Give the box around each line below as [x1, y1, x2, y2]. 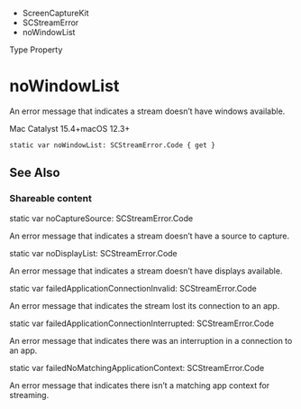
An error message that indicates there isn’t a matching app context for [9, 379, 270, 391]
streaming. [9, 389, 50, 400]
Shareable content [9, 192, 93, 205]
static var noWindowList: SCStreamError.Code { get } [9, 140, 216, 150]
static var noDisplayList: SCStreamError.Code [9, 247, 178, 258]
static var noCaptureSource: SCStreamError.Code [9, 212, 194, 224]
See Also [9, 165, 60, 181]
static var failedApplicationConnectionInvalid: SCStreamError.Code [9, 283, 257, 293]
